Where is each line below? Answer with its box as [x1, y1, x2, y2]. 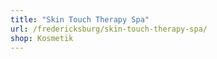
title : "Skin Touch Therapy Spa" [10, 14, 150, 25]
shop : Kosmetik [10, 33, 74, 43]
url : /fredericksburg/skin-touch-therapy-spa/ [10, 24, 208, 34]
